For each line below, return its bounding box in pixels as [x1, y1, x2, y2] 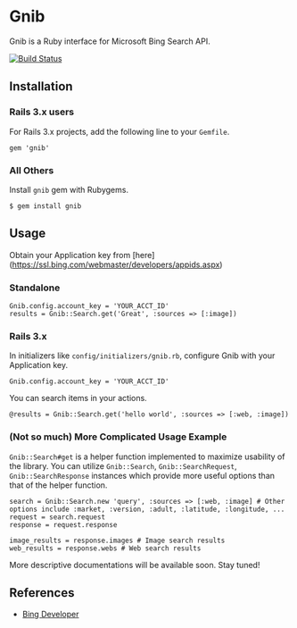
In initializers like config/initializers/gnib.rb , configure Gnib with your [9, 350, 276, 361]
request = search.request [9, 512, 105, 522]
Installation [9, 79, 73, 95]
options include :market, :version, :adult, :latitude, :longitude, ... [9, 505, 285, 514]
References [9, 585, 75, 600]
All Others [9, 163, 54, 176]
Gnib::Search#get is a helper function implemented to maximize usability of [9, 451, 285, 462]
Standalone [9, 281, 61, 294]
